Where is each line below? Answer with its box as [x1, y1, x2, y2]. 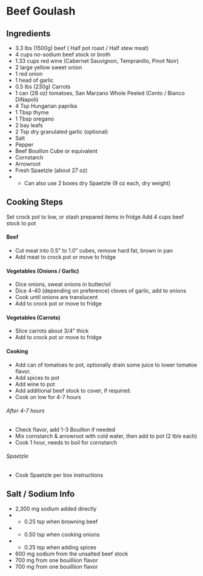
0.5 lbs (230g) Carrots [15, 83, 71, 90]
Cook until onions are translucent [15, 294, 98, 301]
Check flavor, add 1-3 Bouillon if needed [15, 426, 116, 433]
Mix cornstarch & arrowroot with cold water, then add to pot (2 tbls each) [15, 432, 198, 440]
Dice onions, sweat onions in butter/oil [15, 280, 111, 288]
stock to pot [6, 219, 36, 227]
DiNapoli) [15, 96, 39, 103]
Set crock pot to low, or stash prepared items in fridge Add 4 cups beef [6, 213, 184, 220]
